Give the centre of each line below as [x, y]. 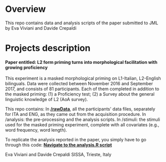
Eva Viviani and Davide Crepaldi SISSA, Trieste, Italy [58, 155]
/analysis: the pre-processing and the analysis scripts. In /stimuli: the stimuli [83, 119]
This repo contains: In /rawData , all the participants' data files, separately [80, 109]
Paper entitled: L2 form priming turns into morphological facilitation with [81, 62]
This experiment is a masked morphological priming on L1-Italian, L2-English [83, 78]
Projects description [48, 48]
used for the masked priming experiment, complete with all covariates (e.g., [82, 125]
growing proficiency [27, 67]
